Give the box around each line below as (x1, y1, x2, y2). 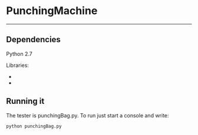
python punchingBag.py (6, 123, 62, 129)
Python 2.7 (6, 50, 32, 57)
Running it (6, 96, 45, 106)
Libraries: (6, 62, 29, 69)
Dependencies (6, 35, 61, 45)
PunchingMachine (6, 4, 98, 18)
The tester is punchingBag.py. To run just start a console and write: (6, 112, 169, 119)
